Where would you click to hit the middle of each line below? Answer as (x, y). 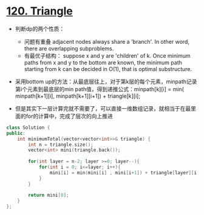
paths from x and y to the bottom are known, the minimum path (103, 63)
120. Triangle (39, 11)
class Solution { (28, 128)
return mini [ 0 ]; (49, 196)
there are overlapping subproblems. (69, 48)
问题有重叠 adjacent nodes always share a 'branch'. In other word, (107, 41)
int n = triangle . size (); (61, 145)
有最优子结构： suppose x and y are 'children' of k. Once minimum (107, 55)
